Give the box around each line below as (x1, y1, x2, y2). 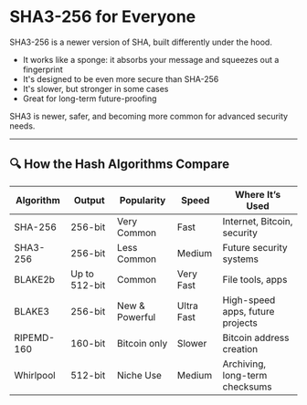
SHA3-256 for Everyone (9, 6, 196, 27)
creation (222, 342, 259, 355)
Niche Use (117, 369, 163, 381)
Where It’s (234, 188, 281, 201)
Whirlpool (14, 369, 57, 381)
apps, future (222, 305, 275, 317)
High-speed (222, 294, 276, 306)
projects (222, 317, 259, 329)
